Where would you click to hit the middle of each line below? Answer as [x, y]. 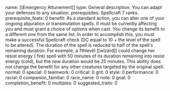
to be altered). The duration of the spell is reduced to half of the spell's [79, 45]
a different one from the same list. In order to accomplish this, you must [80, 34]
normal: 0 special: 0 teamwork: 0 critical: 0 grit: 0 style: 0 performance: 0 [82, 72]
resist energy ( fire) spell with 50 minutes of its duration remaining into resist [85, 56]
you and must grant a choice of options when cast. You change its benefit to [85, 29]
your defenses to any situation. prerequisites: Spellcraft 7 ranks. [72, 13]
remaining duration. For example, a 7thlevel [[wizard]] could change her [80, 51]
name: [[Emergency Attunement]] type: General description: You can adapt [84, 7]
